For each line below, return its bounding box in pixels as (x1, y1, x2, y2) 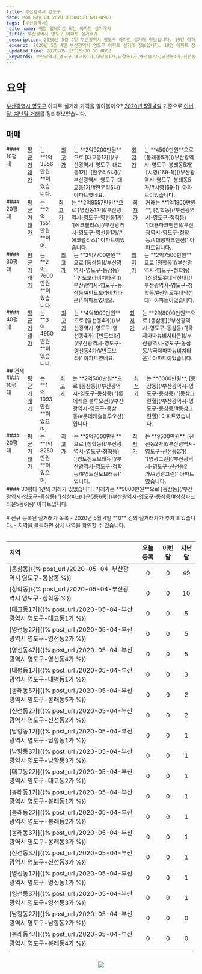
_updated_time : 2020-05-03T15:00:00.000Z (6, 48, 112, 54)
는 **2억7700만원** (73, 251, 121, 259)
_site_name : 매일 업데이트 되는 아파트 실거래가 (6, 25, 111, 32)
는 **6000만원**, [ (146, 375, 191, 382)
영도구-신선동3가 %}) (27, 858, 87, 866)
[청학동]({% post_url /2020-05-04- (9, 585, 112, 593)
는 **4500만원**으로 (144, 146, 194, 153)
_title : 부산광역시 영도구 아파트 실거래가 (6, 31, 98, 37)
